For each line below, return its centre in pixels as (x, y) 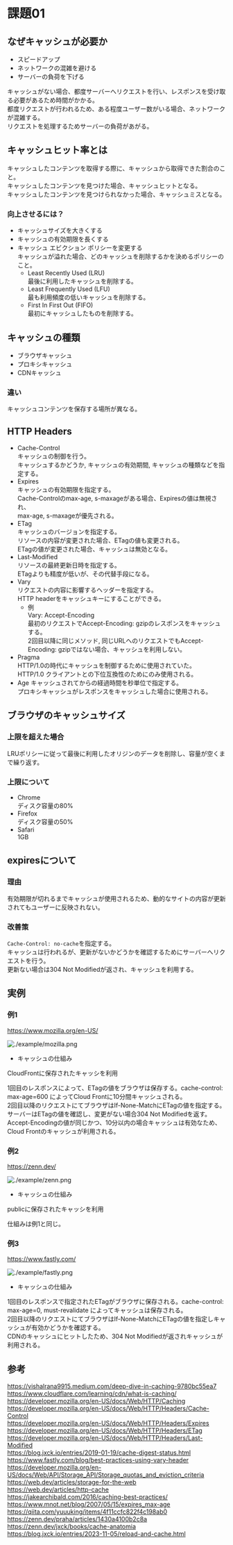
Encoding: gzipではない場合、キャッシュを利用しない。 (106, 650)
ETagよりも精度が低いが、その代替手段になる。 (85, 574)
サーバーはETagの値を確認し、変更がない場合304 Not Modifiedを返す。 (109, 1114)
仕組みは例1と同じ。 (36, 1223)
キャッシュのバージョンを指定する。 (69, 532)
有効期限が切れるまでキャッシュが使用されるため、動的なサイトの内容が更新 (116, 898)
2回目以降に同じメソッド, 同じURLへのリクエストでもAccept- (115, 641)
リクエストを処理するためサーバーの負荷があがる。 (80, 126)
